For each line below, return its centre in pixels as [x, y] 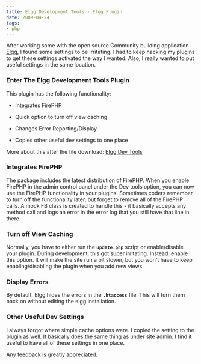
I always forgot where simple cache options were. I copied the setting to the [100, 330]
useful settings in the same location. [51, 65]
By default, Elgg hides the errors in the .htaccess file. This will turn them [96, 295]
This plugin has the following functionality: [59, 93]
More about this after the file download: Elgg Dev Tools [74, 151]
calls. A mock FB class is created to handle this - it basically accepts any [96, 205]
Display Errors [27, 282]
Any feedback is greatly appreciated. [52, 354]
